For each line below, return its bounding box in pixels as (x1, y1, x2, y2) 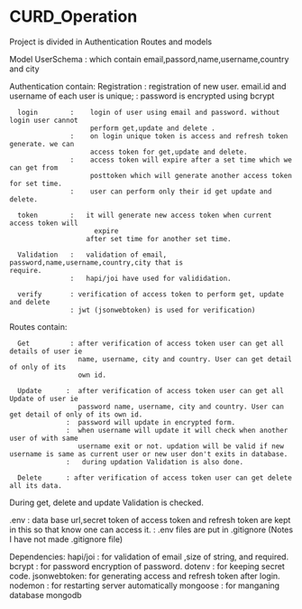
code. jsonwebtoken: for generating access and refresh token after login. (9, 570, 281, 581)
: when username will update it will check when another (66, 426, 288, 435)
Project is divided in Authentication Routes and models (9, 36, 213, 47)
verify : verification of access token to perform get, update (17, 289, 284, 299)
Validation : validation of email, (17, 250, 168, 259)
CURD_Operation (9, 6, 138, 27)
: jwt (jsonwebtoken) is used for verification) (69, 305, 256, 314)
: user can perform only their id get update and (69, 187, 272, 196)
